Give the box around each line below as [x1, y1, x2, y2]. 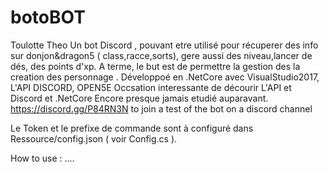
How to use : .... [10, 152, 75, 164]
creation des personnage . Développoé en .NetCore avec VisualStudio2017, [10, 71, 320, 83]
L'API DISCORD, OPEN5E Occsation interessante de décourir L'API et [10, 81, 292, 93]
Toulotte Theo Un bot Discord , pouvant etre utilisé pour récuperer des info [10, 39, 319, 51]
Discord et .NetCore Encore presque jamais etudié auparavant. [10, 92, 269, 104]
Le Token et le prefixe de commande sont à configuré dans [10, 122, 254, 134]
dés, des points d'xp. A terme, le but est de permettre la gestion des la [10, 60, 301, 72]
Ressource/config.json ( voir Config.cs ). [10, 132, 178, 145]
